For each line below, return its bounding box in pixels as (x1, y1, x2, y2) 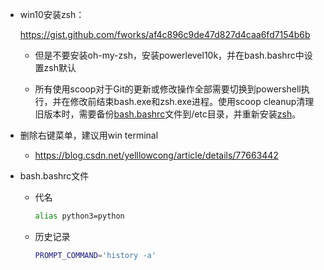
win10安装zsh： (19, 9, 85, 20)
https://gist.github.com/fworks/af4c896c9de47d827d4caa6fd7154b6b (19, 29, 311, 40)
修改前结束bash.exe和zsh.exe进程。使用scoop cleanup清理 (69, 96, 315, 107)
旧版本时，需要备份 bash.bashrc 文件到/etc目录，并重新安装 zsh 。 (34, 108, 302, 120)
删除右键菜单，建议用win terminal (19, 129, 159, 141)
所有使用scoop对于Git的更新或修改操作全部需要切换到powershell (34, 83, 302, 95)
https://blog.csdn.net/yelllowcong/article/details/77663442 (34, 149, 279, 161)
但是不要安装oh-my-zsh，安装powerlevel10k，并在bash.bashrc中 (34, 49, 305, 61)
